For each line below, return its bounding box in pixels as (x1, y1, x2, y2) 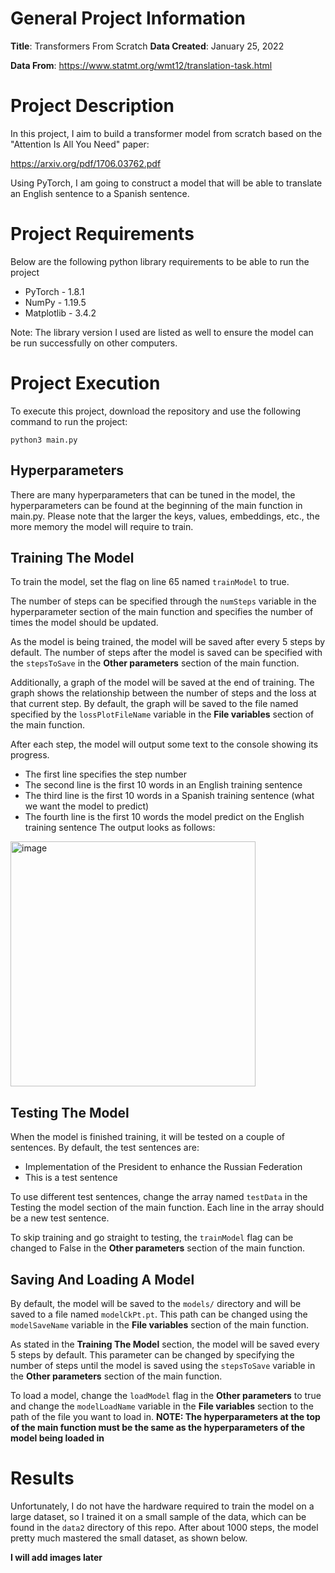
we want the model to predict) (24, 800, 150, 812)
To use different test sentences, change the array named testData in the (10, 1191, 308, 1203)
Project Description (10, 95, 175, 117)
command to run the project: (10, 415, 128, 427)
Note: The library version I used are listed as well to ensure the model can (10, 326, 314, 338)
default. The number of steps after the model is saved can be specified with (10, 647, 323, 659)
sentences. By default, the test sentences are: (10, 1142, 200, 1154)
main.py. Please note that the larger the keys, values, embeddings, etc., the (10, 510, 320, 522)
